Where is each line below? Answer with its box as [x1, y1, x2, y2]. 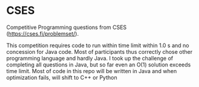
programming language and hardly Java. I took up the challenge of [6, 54, 173, 62]
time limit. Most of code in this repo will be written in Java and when [6, 67, 177, 74]
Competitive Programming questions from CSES [6, 24, 127, 31]
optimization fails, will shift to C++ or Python [6, 74, 117, 81]
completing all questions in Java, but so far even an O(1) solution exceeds [6, 61, 191, 68]
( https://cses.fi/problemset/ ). [6, 30, 79, 37]
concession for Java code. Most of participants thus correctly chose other [6, 48, 193, 55]
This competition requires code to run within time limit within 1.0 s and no [6, 42, 190, 49]
